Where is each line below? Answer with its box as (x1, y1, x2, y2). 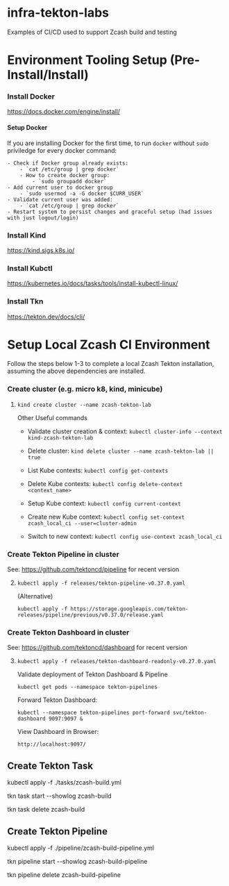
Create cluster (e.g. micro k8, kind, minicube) (7, 384, 163, 394)
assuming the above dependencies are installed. (7, 367, 146, 376)
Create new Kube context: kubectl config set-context (27, 512, 185, 521)
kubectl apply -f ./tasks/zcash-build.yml (7, 778, 121, 787)
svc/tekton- (172, 710, 207, 717)
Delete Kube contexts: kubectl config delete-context (27, 479, 183, 487)
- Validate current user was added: (7, 196, 113, 203)
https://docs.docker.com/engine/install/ (7, 108, 120, 116)
